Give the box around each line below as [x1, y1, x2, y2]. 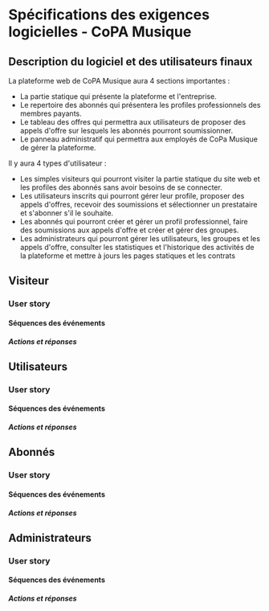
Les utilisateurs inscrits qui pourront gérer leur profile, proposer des [19, 191, 245, 200]
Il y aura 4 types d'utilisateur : [8, 158, 107, 168]
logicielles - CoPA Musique [8, 23, 192, 41]
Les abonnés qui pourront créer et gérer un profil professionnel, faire [19, 217, 248, 226]
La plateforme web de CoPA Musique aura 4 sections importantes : [8, 76, 230, 85]
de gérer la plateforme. [19, 143, 96, 152]
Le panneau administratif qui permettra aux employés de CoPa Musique [19, 134, 259, 144]
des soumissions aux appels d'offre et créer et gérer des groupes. [19, 225, 239, 235]
